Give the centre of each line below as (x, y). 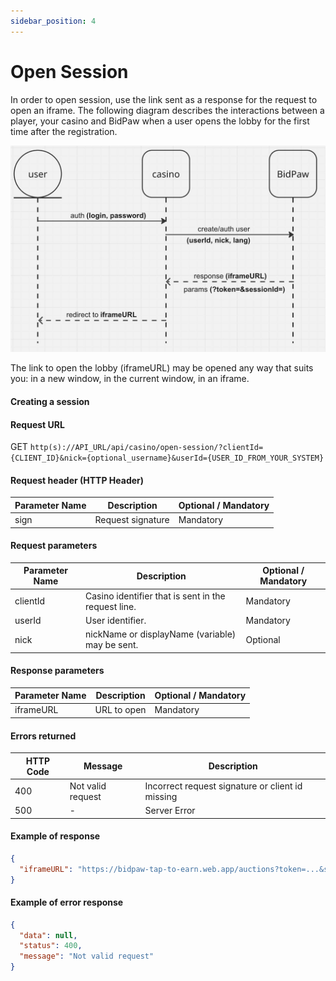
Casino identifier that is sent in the (155, 596)
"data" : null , (48, 935)
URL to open (120, 710)
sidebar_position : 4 (53, 21)
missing (161, 796)
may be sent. (112, 645)
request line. (111, 606)
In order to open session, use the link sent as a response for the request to (164, 99)
